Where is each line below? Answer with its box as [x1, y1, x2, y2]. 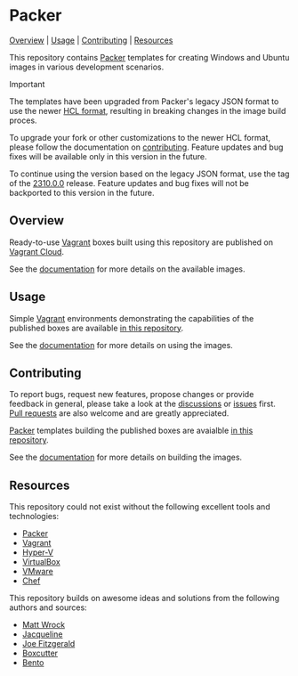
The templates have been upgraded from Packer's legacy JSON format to [9, 95, 279, 107]
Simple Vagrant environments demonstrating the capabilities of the [9, 313, 254, 323]
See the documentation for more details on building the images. [9, 452, 243, 463]
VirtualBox [21, 557, 60, 567]
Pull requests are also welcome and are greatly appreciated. [9, 408, 230, 419]
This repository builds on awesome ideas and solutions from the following [9, 593, 280, 604]
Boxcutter [21, 647, 59, 659]
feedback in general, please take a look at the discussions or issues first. [9, 398, 276, 410]
